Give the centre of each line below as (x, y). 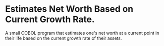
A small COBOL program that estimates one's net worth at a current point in (82, 33)
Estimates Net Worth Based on (69, 9)
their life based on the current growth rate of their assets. (64, 38)
